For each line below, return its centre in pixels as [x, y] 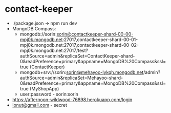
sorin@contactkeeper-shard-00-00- [95, 34]
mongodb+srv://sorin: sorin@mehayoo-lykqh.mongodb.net [82, 72]
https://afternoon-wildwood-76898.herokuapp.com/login [72, 99]
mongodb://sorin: [38, 34]
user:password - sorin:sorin [49, 94]
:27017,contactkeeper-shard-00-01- [100, 40]
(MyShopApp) [44, 88]
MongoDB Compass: [34, 28]
